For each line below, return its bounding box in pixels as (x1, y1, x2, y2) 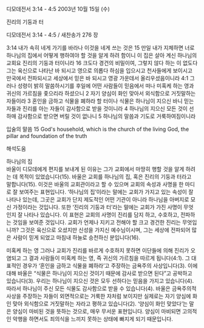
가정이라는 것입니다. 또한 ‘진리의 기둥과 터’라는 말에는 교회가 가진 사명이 (12, 203, 182, 211)
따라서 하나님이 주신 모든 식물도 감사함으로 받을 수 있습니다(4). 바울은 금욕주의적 (6, 285, 197, 292)
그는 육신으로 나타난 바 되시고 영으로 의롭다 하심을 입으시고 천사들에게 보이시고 (6, 67, 193, 74)
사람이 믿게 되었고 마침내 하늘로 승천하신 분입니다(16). (12, 234, 141, 241)
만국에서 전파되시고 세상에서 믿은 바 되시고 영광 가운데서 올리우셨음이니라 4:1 (6, 75, 189, 82)
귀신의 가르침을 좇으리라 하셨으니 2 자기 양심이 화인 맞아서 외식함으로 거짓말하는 (6, 90, 196, 97)
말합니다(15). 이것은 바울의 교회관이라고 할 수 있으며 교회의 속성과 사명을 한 (6, 181, 184, 187)
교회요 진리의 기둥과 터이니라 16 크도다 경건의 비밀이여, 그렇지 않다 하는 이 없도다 (6, 60, 198, 66)
